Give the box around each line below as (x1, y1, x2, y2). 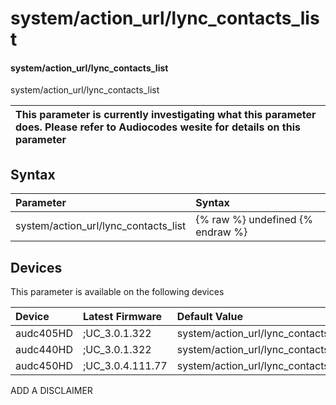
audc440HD (15, 343, 73, 357)
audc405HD (15, 327, 73, 341)
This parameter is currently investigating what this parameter (15, 108, 317, 122)
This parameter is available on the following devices (10, 286, 225, 298)
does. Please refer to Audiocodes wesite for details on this (15, 120, 301, 134)
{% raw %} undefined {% (195, 213, 313, 227)
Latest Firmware (82, 310, 163, 324)
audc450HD (15, 359, 73, 373)
